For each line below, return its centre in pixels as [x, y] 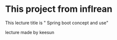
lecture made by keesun [30, 32]
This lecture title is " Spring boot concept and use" [57, 23]
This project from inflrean [59, 9]
